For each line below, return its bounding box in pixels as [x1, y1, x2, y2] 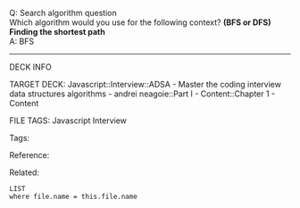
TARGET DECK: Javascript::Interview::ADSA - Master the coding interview [9, 79, 281, 89]
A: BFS [9, 36, 35, 46]
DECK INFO [9, 62, 52, 72]
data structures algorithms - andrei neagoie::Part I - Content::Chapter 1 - [9, 88, 276, 99]
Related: [9, 167, 40, 178]
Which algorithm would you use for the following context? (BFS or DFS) [9, 17, 271, 28]
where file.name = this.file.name [9, 192, 138, 201]
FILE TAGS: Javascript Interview [9, 115, 128, 126]
